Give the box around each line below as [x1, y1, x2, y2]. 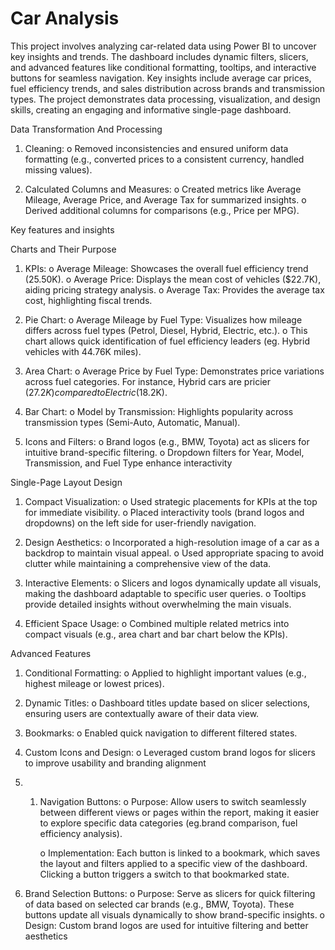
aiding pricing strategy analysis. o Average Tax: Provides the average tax [24, 283, 325, 296]
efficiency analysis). [39, 827, 123, 839]
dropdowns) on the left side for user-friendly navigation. [24, 517, 257, 529]
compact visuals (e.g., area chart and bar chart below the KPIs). [24, 628, 288, 640]
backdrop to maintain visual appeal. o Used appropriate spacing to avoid [24, 547, 325, 559]
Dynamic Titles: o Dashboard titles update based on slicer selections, [24, 697, 311, 709]
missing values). [24, 163, 93, 176]
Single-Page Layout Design [10, 476, 123, 488]
